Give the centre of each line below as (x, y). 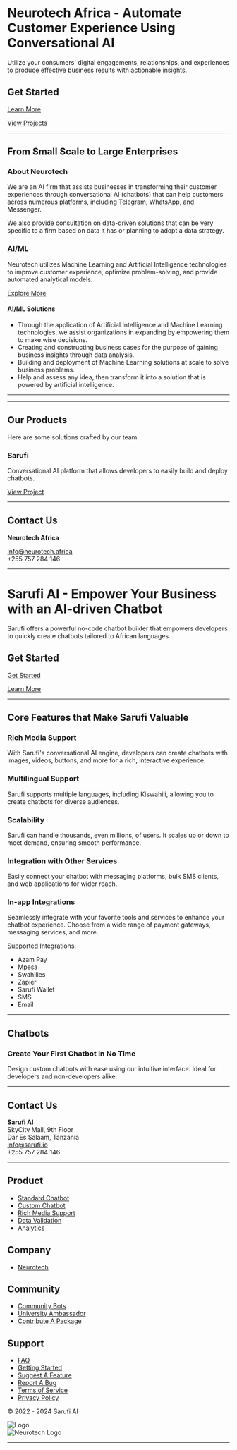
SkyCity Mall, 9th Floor (41, 1129)
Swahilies (31, 975)
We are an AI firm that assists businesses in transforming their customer (112, 187)
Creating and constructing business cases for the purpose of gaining (118, 347)
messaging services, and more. (53, 932)
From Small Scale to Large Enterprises (93, 152)
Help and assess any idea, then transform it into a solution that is (111, 377)
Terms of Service (43, 1390)
